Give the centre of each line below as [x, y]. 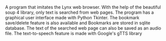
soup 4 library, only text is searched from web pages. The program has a [80, 12]
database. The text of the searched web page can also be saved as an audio [83, 28]
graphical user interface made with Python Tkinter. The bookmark [72, 18]
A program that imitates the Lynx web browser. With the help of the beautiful [83, 7]
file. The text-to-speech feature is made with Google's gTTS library [74, 33]
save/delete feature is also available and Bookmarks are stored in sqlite [78, 23]
